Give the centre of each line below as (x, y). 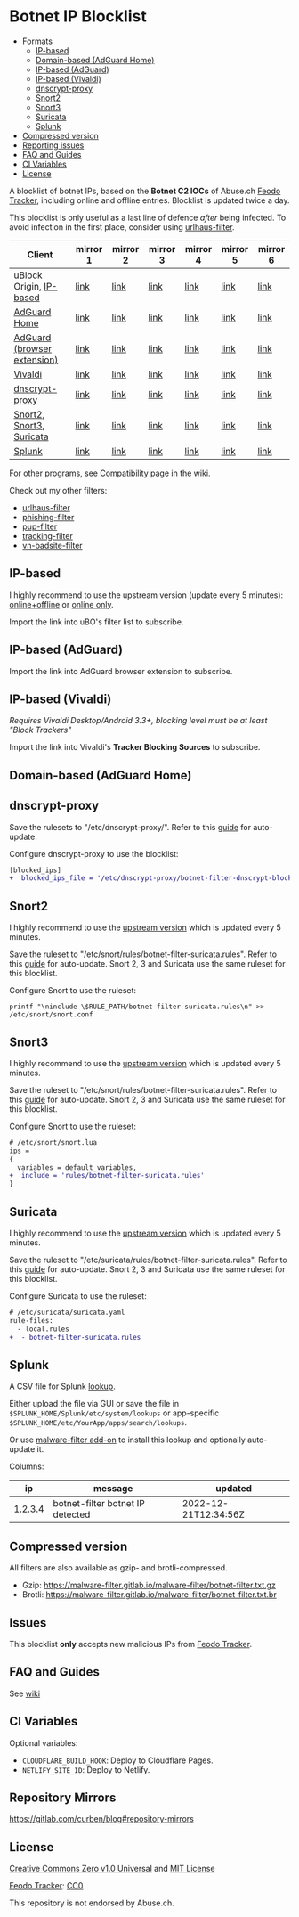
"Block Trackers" (40, 730)
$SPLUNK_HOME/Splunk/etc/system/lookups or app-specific (114, 1413)
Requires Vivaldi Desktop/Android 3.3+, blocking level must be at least (138, 721)
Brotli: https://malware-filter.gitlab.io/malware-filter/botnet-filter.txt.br (149, 1595)
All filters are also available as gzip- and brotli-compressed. (119, 1568)
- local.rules (43, 1329)
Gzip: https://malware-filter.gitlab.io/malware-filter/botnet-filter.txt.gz (149, 1585)
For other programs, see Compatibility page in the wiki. (110, 473)
